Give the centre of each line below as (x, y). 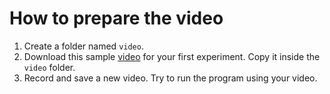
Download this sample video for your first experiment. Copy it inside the (172, 56)
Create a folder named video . (83, 46)
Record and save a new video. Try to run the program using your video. (170, 78)
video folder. (49, 67)
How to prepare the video (116, 18)
